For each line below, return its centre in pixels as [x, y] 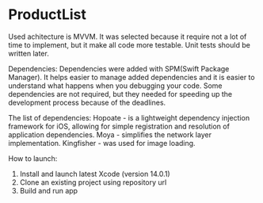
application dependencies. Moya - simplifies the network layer [110, 134]
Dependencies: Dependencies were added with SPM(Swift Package [119, 68]
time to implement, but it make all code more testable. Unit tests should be [130, 44]
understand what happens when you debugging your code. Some [116, 86]
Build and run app [48, 190]
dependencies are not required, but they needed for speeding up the [120, 94]
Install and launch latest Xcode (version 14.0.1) [95, 174]
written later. [29, 53]
